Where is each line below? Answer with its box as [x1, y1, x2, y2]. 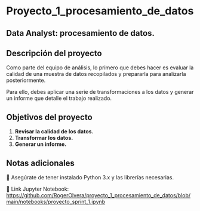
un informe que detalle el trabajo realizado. [6, 94, 112, 102]
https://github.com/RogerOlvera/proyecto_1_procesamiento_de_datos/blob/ [6, 192, 191, 199]
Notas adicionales [6, 158, 75, 168]
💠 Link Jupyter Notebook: [6, 185, 69, 192]
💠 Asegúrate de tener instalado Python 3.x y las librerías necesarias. [6, 174, 174, 181]
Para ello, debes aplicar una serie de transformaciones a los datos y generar [6, 88, 194, 96]
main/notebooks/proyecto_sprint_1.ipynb [6, 198, 106, 206]
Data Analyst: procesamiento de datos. [6, 28, 155, 38]
